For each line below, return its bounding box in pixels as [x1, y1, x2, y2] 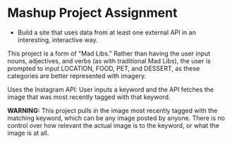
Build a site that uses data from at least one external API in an [17, 28, 196, 37]
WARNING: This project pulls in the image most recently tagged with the [7, 106, 218, 114]
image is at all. [7, 129, 49, 137]
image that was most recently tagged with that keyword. [7, 93, 171, 101]
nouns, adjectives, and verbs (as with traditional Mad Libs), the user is [7, 56, 212, 65]
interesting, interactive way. [17, 35, 98, 44]
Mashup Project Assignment [7, 5, 178, 21]
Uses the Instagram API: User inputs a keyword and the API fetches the [7, 85, 214, 93]
